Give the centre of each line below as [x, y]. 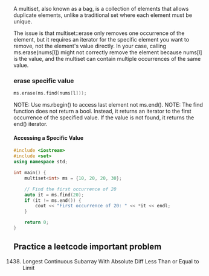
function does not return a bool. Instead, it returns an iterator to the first [102, 111]
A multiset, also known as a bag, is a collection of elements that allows [101, 9]
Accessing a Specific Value [49, 137]
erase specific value [44, 81]
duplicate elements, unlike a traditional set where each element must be [103, 15]
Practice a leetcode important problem [88, 247]
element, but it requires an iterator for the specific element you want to [101, 39]
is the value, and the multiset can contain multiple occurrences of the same [107, 59]
